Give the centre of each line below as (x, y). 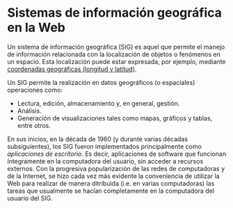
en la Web (37, 27)
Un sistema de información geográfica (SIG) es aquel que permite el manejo (116, 47)
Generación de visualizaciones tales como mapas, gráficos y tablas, (115, 118)
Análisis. (29, 111)
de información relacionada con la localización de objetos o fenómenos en (114, 54)
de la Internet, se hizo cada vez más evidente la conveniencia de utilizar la (114, 176)
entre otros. (34, 125)
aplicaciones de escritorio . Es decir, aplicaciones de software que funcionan (117, 154)
